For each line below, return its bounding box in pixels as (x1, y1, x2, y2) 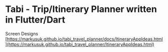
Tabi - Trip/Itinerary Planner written (5, 3, 157, 15)
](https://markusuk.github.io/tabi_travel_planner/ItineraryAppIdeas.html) (5, 41, 155, 47)
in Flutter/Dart (5, 14, 66, 25)
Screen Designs (5, 30, 38, 36)
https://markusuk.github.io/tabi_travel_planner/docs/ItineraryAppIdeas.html (7, 36, 163, 42)
